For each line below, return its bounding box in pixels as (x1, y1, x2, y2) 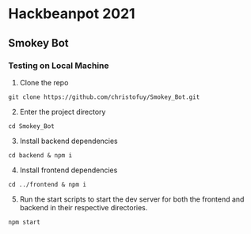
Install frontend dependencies (19, 165, 118, 175)
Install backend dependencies (19, 136, 119, 145)
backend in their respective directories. (19, 202, 148, 212)
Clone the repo (19, 77, 69, 87)
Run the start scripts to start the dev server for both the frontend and (19, 194, 245, 204)
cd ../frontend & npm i (8, 180, 87, 188)
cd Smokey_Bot (8, 122, 55, 130)
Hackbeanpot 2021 (8, 5, 136, 23)
